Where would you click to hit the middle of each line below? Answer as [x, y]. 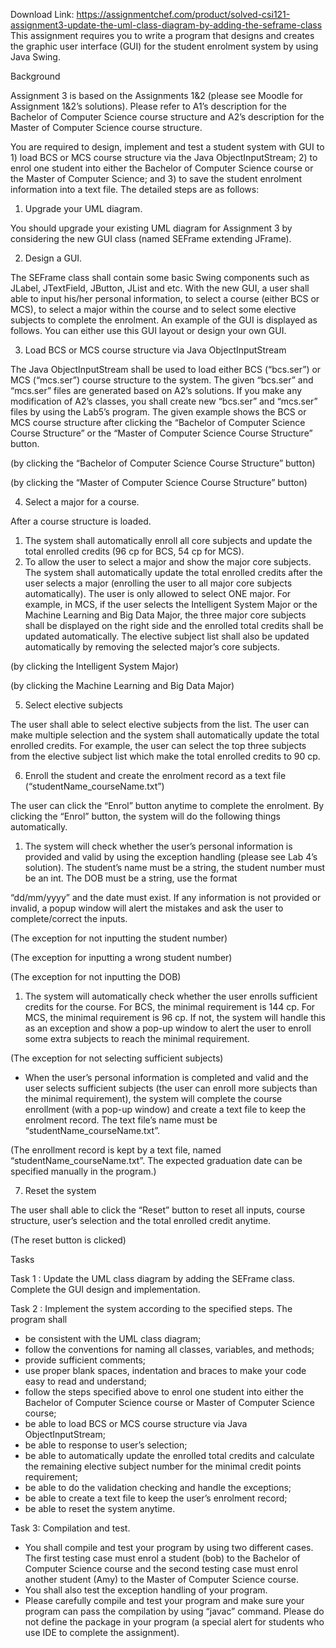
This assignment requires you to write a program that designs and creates [162, 35]
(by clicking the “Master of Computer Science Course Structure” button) [159, 482]
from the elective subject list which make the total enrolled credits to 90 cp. [165, 756]
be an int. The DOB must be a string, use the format [131, 878]
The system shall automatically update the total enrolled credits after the [173, 572]
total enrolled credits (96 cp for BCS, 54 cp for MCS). [134, 551]
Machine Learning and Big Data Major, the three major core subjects [165, 615]
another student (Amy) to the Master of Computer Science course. [161, 1579]
